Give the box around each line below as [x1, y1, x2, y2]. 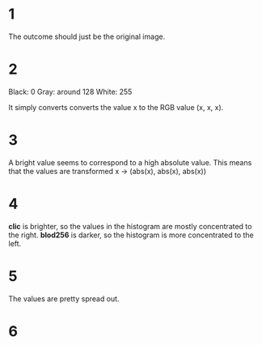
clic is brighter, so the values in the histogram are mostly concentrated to [8, 221, 252, 231]
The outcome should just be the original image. [8, 32, 166, 41]
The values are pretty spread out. [8, 293, 120, 304]
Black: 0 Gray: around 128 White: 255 [8, 87, 133, 96]
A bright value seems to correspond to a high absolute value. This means [8, 157, 252, 167]
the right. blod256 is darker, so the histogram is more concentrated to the [8, 230, 255, 240]
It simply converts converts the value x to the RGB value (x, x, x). [8, 102, 224, 112]
